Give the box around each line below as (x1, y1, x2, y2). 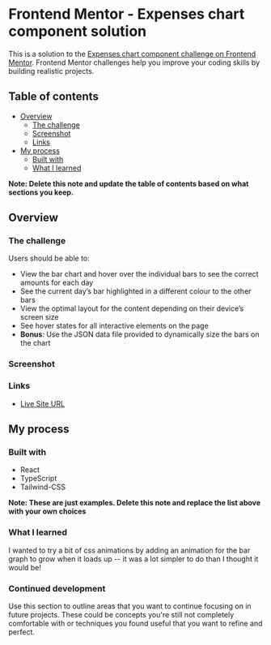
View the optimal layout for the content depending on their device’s (19, 303, 244, 313)
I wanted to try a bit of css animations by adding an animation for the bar (8, 545, 251, 555)
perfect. (8, 626, 35, 637)
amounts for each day (19, 277, 94, 288)
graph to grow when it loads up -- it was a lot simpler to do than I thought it (8, 553, 259, 564)
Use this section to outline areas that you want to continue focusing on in (8, 601, 252, 611)
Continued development (8, 583, 106, 594)
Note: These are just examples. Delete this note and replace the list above (8, 498, 261, 508)
